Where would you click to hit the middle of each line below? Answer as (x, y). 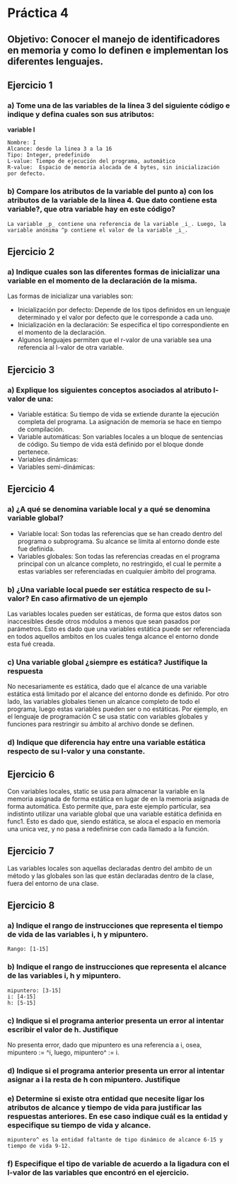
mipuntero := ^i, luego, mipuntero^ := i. (63, 1052)
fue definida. (36, 548)
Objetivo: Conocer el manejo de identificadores (114, 39)
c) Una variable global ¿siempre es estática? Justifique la (108, 662)
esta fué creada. (31, 644)
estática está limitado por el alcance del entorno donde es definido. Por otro (118, 694)
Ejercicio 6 (31, 774)
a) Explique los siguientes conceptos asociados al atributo (110, 389)
